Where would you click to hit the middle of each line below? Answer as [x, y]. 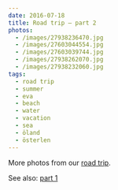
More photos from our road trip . [60, 162]
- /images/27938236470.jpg [59, 37]
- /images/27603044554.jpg [59, 45]
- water [28, 111]
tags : [17, 74]
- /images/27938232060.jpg [59, 67]
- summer [29, 89]
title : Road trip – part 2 [52, 23]
